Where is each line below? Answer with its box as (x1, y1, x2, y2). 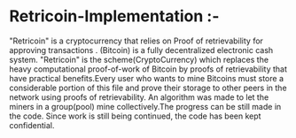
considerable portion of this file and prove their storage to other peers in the (9, 82, 287, 93)
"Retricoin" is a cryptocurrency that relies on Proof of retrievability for (9, 35, 264, 46)
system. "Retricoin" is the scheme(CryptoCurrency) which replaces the (9, 54, 269, 65)
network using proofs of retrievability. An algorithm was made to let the (9, 91, 269, 103)
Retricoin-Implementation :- (9, 6, 220, 27)
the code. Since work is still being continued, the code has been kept (9, 111, 261, 121)
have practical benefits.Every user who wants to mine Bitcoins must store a (9, 73, 284, 83)
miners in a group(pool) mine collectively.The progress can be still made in (9, 101, 282, 111)
